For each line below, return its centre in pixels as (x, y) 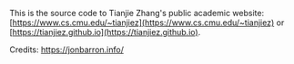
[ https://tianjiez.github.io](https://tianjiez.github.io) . (105, 32)
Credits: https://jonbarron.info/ (67, 50)
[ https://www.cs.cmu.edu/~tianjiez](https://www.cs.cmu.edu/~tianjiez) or (147, 23)
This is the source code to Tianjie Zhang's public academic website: (137, 13)
